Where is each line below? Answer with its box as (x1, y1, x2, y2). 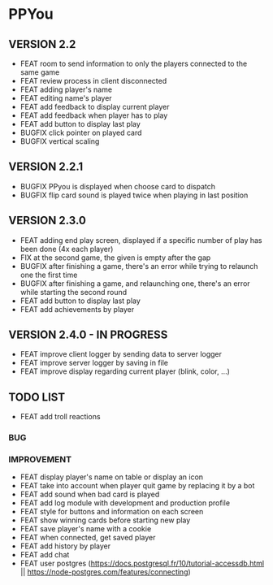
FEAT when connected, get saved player (19, 533, 156, 543)
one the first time (19, 270, 78, 279)
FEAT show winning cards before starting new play (19, 515, 191, 525)
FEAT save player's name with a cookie (19, 524, 152, 534)
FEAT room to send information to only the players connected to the (19, 58, 248, 68)
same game (19, 67, 60, 77)
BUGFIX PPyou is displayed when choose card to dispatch (19, 181, 215, 191)
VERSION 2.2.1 (8, 160, 84, 174)
